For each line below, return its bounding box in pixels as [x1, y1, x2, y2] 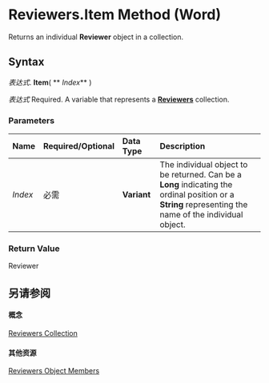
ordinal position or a [159, 190, 235, 201]
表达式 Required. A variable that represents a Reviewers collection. [8, 94, 230, 104]
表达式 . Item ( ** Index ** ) [8, 78, 92, 87]
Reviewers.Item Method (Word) [8, 6, 222, 24]
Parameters [8, 114, 54, 126]
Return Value [8, 242, 60, 253]
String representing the [159, 199, 248, 210]
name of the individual [159, 209, 243, 221]
